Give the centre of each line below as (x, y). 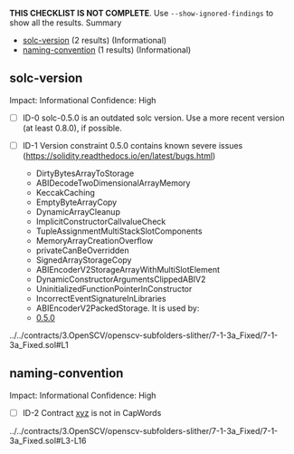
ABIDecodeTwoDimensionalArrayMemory (113, 183)
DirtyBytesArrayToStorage (85, 173)
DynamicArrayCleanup (78, 211)
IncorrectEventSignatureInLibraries (101, 298)
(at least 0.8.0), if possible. (72, 128)
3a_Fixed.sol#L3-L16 (48, 440)
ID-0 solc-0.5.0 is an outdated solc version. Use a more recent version (153, 118)
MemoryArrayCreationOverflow (95, 240)
